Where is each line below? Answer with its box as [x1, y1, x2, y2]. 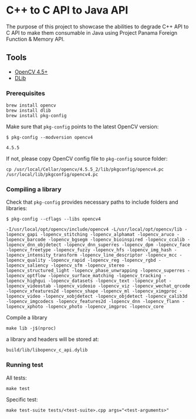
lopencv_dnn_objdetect [6, 242, 62, 248]
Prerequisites [6, 89, 45, 97]
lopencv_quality [6, 257, 46, 264]
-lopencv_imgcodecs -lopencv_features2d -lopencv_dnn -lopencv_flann [6, 298, 180, 305]
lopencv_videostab [6, 283, 51, 289]
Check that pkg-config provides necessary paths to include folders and [6, 198, 178, 206]
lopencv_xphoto [6, 304, 43, 310]
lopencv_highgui [6, 278, 46, 284]
